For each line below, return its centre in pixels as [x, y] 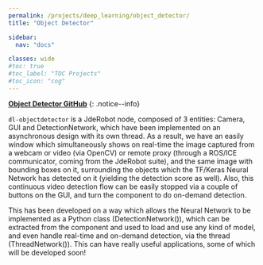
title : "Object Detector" [51, 23]
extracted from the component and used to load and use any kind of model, [132, 227]
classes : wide [32, 59]
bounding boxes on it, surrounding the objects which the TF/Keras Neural [128, 169]
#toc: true [26, 67]
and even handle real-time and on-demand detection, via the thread [119, 236]
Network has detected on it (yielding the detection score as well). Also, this [131, 178]
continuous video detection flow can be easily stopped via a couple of [123, 186]
